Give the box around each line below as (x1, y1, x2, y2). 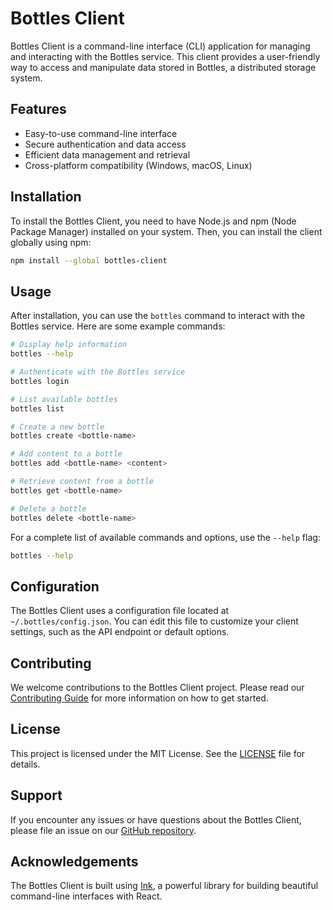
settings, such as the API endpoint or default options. (10, 626, 230, 638)
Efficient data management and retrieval (24, 148, 191, 161)
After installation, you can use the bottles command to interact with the (10, 310, 306, 322)
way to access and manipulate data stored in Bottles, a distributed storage (10, 61, 317, 73)
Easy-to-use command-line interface (24, 127, 178, 139)
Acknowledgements (10, 853, 139, 871)
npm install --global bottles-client (10, 255, 168, 266)
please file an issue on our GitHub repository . (10, 824, 197, 836)
